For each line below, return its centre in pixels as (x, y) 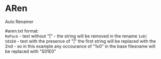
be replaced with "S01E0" (31, 51)
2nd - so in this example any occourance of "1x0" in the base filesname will (80, 46)
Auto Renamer (19, 22)
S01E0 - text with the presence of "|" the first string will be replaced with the (80, 41)
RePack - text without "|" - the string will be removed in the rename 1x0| (76, 36)
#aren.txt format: (22, 31)
